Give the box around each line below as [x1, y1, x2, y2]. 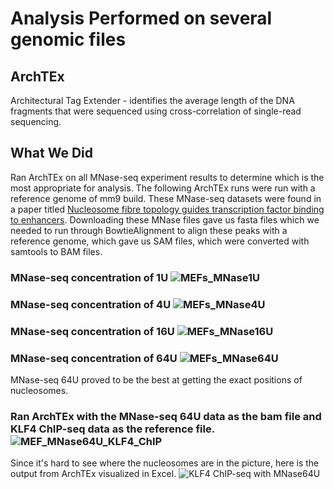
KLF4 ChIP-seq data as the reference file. [10, 422, 215, 436]
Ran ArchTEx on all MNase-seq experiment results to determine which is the [10, 171, 325, 183]
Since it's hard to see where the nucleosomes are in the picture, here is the [10, 457, 320, 469]
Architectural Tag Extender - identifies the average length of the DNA [10, 95, 295, 106]
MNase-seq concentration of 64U [10, 351, 178, 365]
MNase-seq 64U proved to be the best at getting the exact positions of [10, 373, 303, 386]
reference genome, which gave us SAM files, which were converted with [10, 235, 310, 247]
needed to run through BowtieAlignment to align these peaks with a [10, 224, 288, 236]
